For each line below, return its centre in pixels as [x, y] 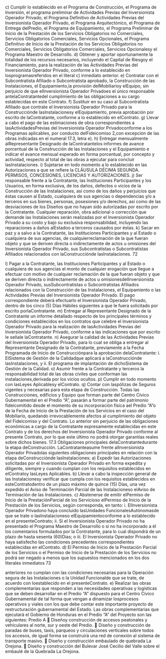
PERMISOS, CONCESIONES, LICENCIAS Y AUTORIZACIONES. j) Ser [74, 175]
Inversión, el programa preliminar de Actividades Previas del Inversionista [80, 12]
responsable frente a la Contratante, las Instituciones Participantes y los [78, 180]
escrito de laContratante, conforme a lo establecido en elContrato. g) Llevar [82, 117]
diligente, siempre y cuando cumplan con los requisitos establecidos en [78, 468]
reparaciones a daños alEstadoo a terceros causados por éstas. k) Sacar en [82, 228]
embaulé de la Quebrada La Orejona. [42, 651]
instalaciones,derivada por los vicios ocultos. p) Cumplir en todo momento [81, 379]
